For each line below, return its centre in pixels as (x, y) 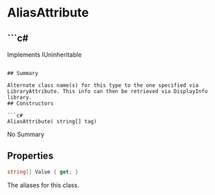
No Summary (26, 134)
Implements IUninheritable (44, 54)
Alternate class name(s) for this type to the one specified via (103, 85)
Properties (30, 156)
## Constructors (30, 103)
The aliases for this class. (43, 185)
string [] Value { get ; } (43, 172)
